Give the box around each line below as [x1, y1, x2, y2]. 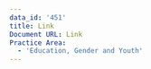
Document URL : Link [9, 30, 83, 39]
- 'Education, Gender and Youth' [17, 47, 144, 56]
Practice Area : [9, 38, 67, 47]
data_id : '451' [9, 13, 67, 22]
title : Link [9, 22, 54, 30]
